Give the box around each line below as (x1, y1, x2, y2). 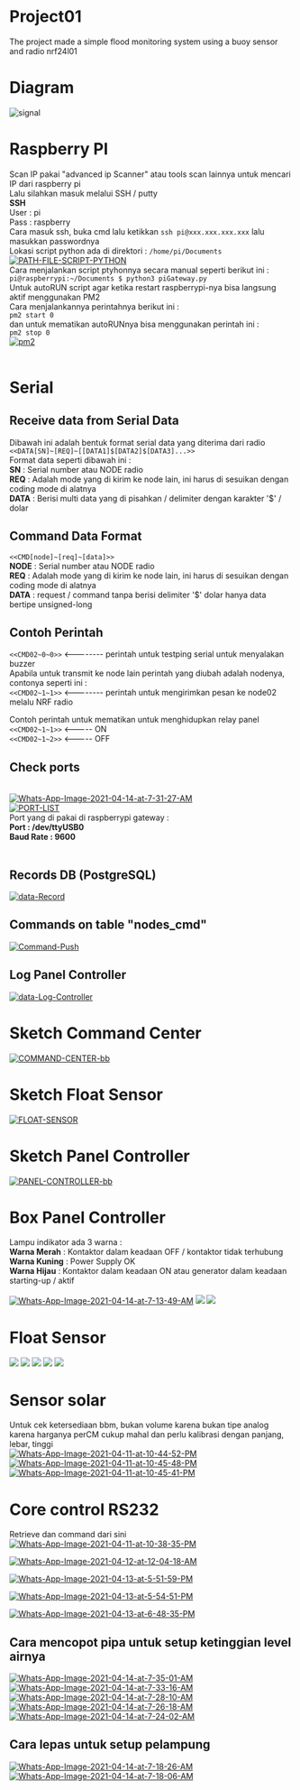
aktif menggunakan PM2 (9, 291, 101, 302)
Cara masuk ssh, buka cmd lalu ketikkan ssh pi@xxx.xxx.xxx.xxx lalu (9, 226, 265, 236)
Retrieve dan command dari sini (9, 1529, 127, 1540)
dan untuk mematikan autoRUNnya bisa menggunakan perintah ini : (9, 318, 259, 329)
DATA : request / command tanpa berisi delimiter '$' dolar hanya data (9, 589, 267, 600)
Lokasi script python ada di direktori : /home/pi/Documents (9, 245, 223, 256)
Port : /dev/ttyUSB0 (9, 822, 85, 833)
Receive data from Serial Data (9, 413, 179, 429)
